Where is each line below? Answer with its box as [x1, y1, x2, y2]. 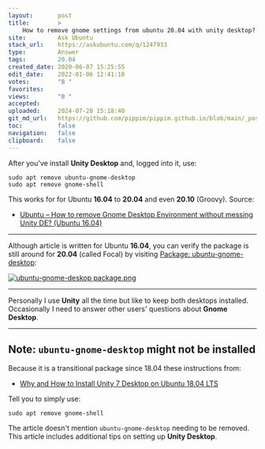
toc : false [8, 122, 77, 130]
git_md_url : [8, 115, 47, 123]
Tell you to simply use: [8, 394, 81, 404]
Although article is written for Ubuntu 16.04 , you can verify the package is [8, 240, 249, 250]
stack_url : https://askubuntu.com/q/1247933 [8, 41, 168, 49]
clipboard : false [8, 136, 77, 145]
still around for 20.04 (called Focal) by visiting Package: [8, 249, 191, 258]
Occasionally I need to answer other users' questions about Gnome [8, 304, 228, 313]
